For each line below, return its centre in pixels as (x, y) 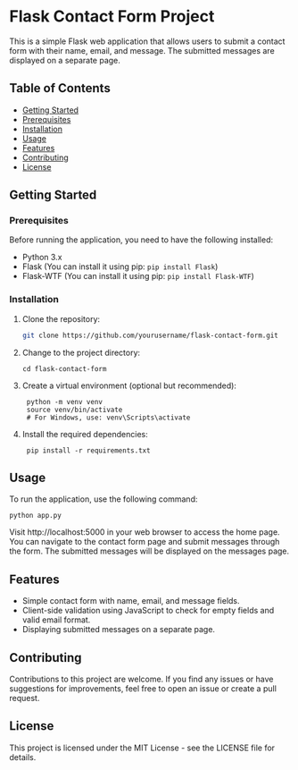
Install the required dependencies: (85, 434)
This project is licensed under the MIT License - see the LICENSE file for (142, 748)
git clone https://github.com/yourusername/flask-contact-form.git (150, 335)
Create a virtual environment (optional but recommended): (129, 385)
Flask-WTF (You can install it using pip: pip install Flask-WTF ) (138, 276)
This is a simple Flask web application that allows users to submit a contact (147, 41)
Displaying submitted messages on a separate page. (119, 630)
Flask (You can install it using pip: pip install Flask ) (120, 267)
